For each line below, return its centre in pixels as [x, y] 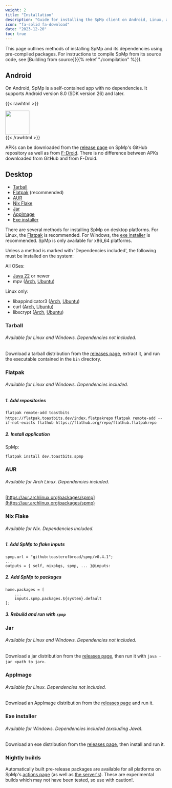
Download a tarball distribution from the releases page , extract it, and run [83, 353]
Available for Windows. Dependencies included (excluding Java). [74, 728]
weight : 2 [16, 10]
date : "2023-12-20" [26, 29]
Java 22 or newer [31, 276]
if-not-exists [20, 423]
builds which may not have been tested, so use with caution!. [70, 780]
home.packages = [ [25, 589]
